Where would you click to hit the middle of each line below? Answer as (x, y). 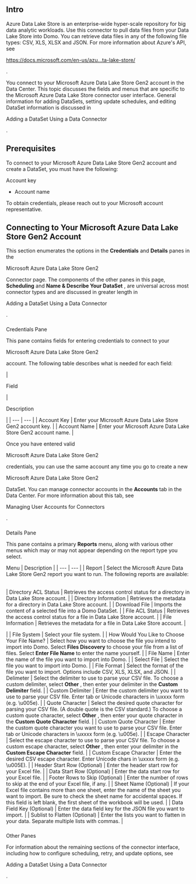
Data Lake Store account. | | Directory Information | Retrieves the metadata (96, 598)
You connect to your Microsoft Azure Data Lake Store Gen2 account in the (95, 83)
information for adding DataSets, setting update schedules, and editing (91, 101)
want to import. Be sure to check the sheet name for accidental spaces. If (94, 796)
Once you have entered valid (41, 444)
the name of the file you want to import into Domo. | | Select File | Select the (97, 659)
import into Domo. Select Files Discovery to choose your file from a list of (95, 647)
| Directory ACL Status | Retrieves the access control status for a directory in (98, 592)
